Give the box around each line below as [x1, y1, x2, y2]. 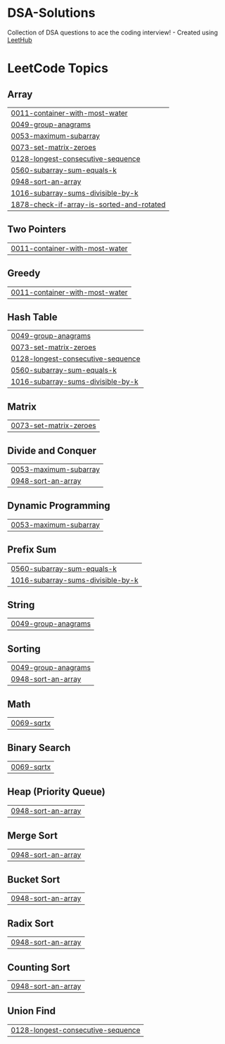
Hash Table [7, 311, 58, 323]
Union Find [7, 1005, 56, 1017]
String [7, 599, 35, 611]
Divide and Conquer [7, 444, 97, 456]
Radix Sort [7, 917, 54, 929]
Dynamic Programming [7, 500, 110, 512]
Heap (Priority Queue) [7, 786, 105, 798]
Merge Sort [7, 830, 58, 842]
